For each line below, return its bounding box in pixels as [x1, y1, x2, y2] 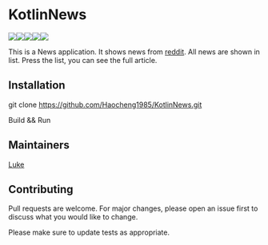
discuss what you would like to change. [8, 212, 138, 222]
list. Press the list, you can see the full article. [8, 55, 158, 65]
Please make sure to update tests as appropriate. [8, 227, 170, 237]
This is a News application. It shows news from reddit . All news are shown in [8, 46, 260, 57]
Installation [8, 78, 66, 93]
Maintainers [8, 138, 70, 152]
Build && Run [8, 115, 51, 124]
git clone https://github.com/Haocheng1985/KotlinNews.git [8, 100, 202, 109]
